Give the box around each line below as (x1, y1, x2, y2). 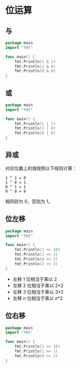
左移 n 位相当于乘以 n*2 (12, 295, 63, 301)
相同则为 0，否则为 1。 (5, 198, 53, 204)
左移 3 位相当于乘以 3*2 (12, 288, 64, 295)
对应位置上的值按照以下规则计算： (5, 165, 77, 171)
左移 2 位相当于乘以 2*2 (12, 282, 64, 288)
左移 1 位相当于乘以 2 (12, 276, 57, 282)
